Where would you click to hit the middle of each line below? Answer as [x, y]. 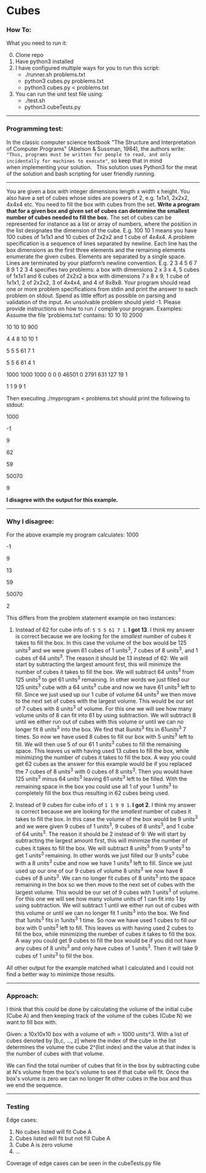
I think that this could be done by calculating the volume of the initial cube [100, 1009]
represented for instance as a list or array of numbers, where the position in [102, 224]
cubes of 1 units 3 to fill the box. [54, 955]
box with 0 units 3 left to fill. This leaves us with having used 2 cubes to [104, 927]
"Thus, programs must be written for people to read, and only [89, 155]
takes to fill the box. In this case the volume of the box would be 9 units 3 [106, 818]
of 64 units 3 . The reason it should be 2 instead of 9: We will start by [101, 833]
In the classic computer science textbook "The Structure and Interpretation [101, 142]
